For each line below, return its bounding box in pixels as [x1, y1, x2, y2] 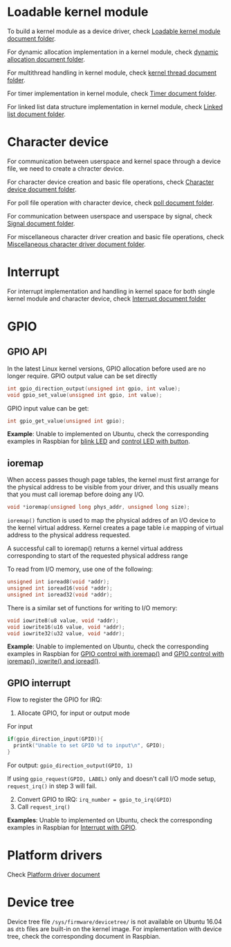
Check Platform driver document [7, 870, 100, 879]
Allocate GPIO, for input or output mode [17, 709, 130, 718]
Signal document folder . [7, 219, 75, 227]
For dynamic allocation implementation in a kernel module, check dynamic [7, 48, 219, 56]
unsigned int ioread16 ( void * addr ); [7, 585, 113, 592]
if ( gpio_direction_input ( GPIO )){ [7, 735, 104, 743]
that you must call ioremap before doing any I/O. [7, 490, 145, 498]
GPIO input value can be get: [7, 404, 89, 412]
